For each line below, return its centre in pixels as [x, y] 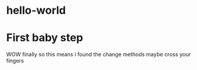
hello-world [36, 10]
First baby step [45, 38]
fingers [15, 61]
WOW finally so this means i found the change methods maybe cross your [99, 54]
